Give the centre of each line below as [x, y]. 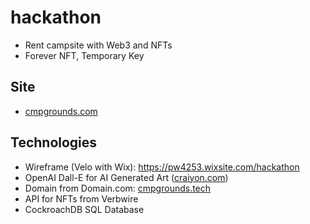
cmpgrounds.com [61, 111]
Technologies [54, 142]
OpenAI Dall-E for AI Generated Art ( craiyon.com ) [126, 177]
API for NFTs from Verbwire [81, 198]
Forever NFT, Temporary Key [84, 55]
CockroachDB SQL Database [84, 209]
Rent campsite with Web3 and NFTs [98, 45]
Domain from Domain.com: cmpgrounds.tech [118, 188]
